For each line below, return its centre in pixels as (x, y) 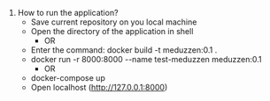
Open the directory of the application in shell (112, 31)
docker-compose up (68, 78)
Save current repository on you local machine (114, 22)
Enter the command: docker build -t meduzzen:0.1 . (124, 50)
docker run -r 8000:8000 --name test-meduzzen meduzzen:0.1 (147, 59)
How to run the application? (68, 13)
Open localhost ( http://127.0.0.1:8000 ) (99, 87)
